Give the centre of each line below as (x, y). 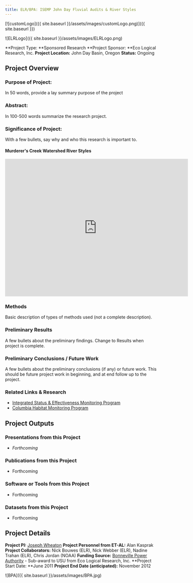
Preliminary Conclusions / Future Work (52, 359)
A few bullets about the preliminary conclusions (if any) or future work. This (81, 369)
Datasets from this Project (37, 507)
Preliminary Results (29, 330)
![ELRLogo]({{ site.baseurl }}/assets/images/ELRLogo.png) (64, 38)
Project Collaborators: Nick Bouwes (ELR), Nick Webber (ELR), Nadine (76, 550)
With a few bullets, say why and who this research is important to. (71, 139)
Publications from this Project (41, 460)
